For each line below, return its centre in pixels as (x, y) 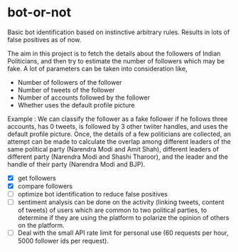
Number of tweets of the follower (66, 90)
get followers (37, 178)
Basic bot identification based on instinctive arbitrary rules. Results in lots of (119, 32)
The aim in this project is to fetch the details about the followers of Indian (114, 53)
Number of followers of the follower (70, 82)
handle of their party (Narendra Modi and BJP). (76, 164)
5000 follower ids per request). (63, 241)
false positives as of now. (44, 39)
